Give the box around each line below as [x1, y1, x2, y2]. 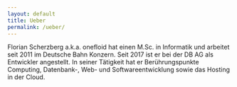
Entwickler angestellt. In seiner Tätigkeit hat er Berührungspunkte [7, 58, 199, 66]
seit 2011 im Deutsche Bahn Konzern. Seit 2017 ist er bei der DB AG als [7, 50, 214, 59]
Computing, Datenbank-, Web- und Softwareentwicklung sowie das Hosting [7, 65, 230, 74]
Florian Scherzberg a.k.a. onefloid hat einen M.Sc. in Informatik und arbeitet [7, 43, 230, 52]
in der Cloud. [7, 73, 46, 81]
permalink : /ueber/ [7, 23, 65, 30]
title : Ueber [7, 17, 46, 24]
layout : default [7, 10, 56, 18]
